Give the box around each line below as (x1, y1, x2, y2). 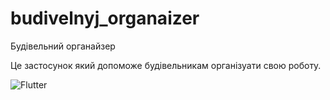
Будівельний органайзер (10, 40, 116, 52)
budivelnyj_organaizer (10, 7, 200, 30)
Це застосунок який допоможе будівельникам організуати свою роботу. (10, 59, 322, 71)
